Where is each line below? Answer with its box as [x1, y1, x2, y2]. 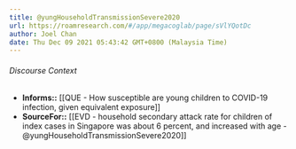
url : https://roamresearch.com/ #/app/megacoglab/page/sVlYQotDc [9, 21, 252, 30]
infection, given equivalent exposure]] [21, 102, 161, 113]
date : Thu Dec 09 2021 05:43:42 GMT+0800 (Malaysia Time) [9, 37, 228, 47]
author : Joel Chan [9, 29, 77, 38]
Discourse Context [9, 65, 77, 75]
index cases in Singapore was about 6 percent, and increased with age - [21, 121, 287, 131]
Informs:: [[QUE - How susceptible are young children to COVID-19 [21, 92, 269, 103]
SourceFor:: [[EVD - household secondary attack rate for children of [21, 112, 273, 122]
